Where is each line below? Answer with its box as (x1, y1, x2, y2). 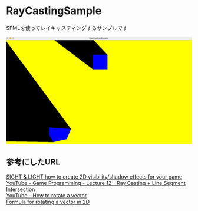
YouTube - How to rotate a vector (6, 192, 87, 199)
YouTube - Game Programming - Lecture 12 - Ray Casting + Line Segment (6, 179, 186, 186)
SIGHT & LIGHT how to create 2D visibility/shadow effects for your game (6, 173, 183, 180)
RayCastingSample (6, 4, 102, 18)
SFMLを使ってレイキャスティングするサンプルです (6, 24, 128, 31)
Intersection (6, 186, 35, 193)
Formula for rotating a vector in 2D (6, 198, 90, 205)
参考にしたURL (6, 157, 61, 167)
